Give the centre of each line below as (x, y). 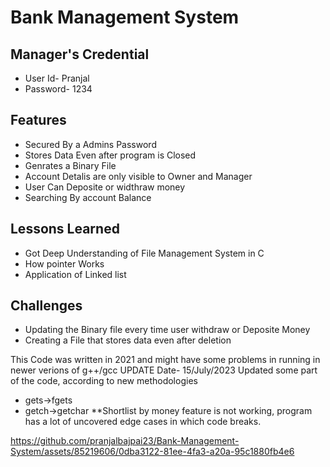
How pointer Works (64, 263)
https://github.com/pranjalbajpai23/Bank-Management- (125, 441)
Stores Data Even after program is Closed (110, 155)
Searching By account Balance (88, 197)
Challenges (46, 306)
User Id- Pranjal (57, 78)
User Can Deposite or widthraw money (105, 187)
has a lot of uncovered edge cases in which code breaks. (143, 422)
